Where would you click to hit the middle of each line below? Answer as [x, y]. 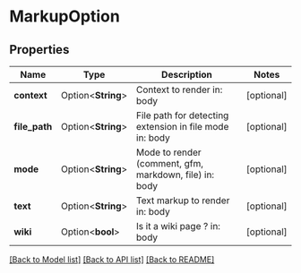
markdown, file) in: [175, 175]
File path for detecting [182, 115]
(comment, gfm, [170, 163]
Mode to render [168, 152]
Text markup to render [183, 200]
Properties [39, 50]
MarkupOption [65, 17]
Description [187, 75]
